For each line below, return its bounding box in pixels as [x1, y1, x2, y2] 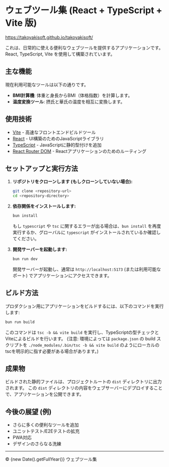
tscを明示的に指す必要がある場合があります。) [5, 348, 99, 354]
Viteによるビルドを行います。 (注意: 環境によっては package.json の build [5, 335, 156, 341]
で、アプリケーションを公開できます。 [5, 391, 84, 397]
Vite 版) [5, 17, 37, 29]
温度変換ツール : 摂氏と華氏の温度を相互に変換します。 [12, 98, 125, 105]
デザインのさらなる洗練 [12, 441, 61, 447]
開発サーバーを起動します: [12, 246, 67, 252]
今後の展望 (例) [5, 407, 52, 416]
